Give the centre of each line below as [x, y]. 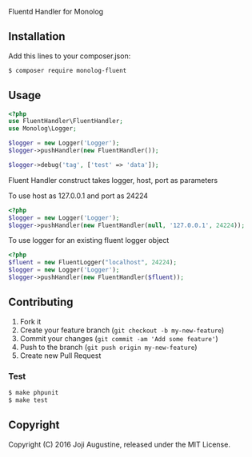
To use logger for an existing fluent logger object [89, 240]
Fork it [30, 321]
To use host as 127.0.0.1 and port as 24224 [78, 196]
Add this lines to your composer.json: [70, 56]
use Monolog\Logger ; [43, 129]
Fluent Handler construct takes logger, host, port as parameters [113, 180]
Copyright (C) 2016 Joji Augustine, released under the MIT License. [119, 444]
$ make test [28, 400]
